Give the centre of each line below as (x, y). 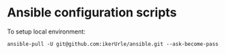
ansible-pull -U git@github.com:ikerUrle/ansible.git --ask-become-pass (113, 44)
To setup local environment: (46, 31)
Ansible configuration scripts (92, 13)
